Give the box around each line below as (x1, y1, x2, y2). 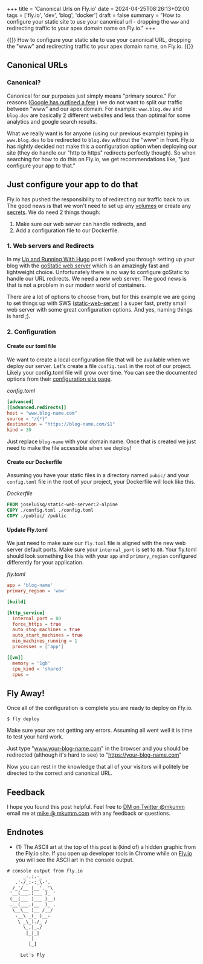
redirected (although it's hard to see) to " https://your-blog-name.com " (7, 751, 182, 758)
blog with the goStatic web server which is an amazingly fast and (7, 262, 169, 269)
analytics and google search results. (7, 118, 97, 125)
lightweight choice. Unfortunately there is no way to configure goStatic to (7, 268, 190, 275)
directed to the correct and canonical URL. (7, 769, 113, 777)
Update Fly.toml (7, 526, 48, 533)
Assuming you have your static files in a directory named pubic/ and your (7, 472, 190, 479)
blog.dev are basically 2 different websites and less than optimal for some (7, 112, 191, 119)
